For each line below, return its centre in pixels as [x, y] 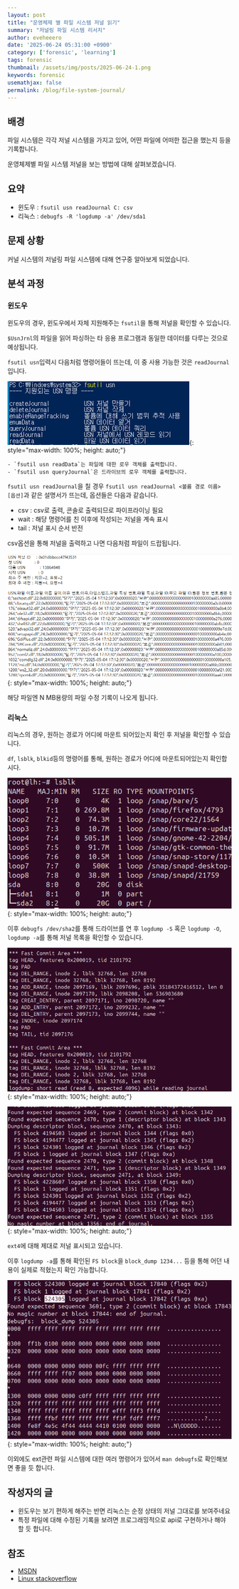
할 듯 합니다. [35, 1529]
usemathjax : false [34, 83]
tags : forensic [30, 61]
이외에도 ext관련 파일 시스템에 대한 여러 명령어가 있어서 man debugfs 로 [105, 1459]
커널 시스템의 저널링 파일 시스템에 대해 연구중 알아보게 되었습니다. [99, 259]
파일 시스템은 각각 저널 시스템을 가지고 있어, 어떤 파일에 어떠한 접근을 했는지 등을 [119, 140]
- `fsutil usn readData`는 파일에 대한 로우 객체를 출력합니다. [92, 464]
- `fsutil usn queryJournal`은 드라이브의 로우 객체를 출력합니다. [97, 472]
